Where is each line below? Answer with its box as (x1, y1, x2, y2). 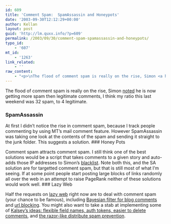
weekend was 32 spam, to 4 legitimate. (5, 98, 88, 104)
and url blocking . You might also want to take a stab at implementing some (5, 202, 161, 208)
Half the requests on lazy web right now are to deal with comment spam (5, 191, 156, 198)
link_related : (5, 60, 36, 65)
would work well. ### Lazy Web (5, 181, 73, 187)
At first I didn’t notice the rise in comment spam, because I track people (5, 123, 155, 129)
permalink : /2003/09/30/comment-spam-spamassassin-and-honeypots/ (5, 36, 149, 41)
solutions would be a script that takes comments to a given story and (5, 154, 150, 160)
